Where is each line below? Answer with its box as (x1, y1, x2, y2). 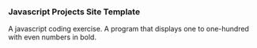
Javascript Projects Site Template (8, 6, 141, 17)
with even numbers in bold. (8, 32, 97, 42)
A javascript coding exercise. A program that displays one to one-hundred (8, 24, 249, 34)
